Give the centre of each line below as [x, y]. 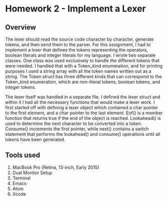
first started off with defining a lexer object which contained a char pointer [82, 108]
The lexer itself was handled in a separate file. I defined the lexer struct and [83, 97]
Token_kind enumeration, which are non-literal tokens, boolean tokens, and [83, 82]
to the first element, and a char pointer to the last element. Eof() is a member [84, 113]
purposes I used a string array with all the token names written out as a [78, 71]
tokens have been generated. [35, 139]
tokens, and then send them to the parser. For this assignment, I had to [78, 45]
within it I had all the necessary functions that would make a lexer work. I [80, 102]
